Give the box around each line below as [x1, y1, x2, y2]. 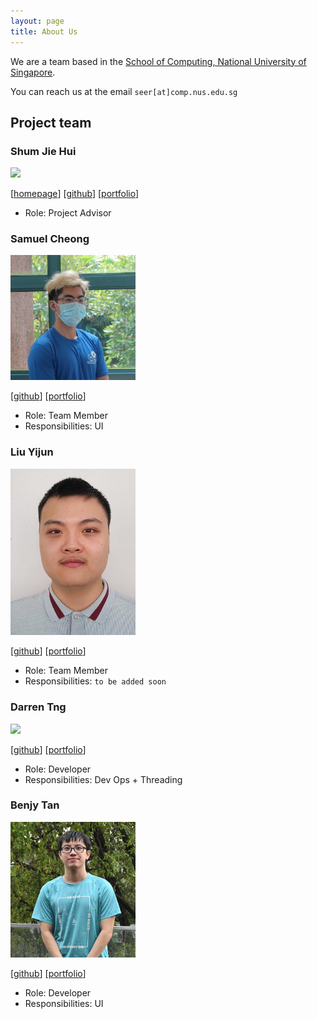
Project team [10, 114, 92, 131]
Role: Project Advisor [24, 207, 112, 219]
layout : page [10, 16, 65, 26]
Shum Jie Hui [10, 144, 77, 158]
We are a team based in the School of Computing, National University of [10, 55, 307, 67]
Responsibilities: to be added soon [24, 675, 167, 687]
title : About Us [10, 26, 78, 37]
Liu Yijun [10, 445, 54, 459]
